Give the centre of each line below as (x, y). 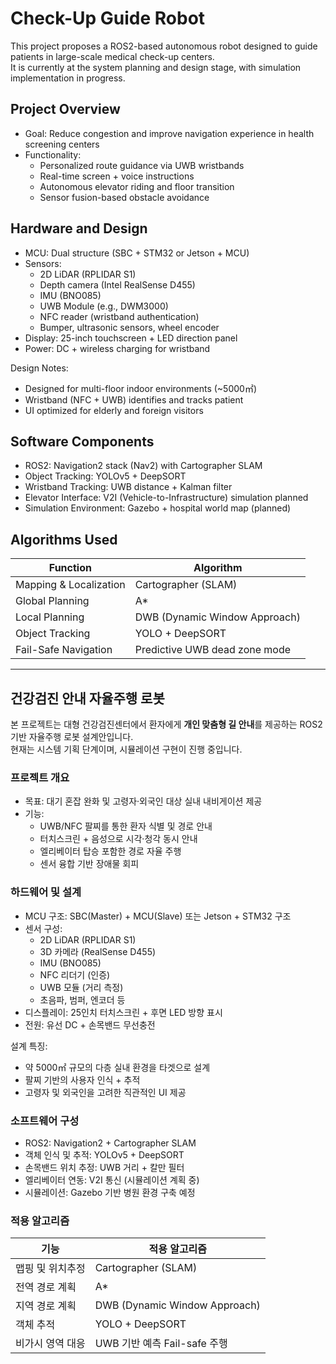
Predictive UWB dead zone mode (213, 650)
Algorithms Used (64, 539)
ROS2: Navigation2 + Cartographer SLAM (110, 1143)
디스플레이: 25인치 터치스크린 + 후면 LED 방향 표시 (123, 1012)
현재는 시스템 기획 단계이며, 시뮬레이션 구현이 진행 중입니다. (126, 749)
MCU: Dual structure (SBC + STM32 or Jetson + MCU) (137, 253)
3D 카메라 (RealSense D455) (98, 951)
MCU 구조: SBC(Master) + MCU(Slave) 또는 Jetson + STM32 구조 (158, 916)
